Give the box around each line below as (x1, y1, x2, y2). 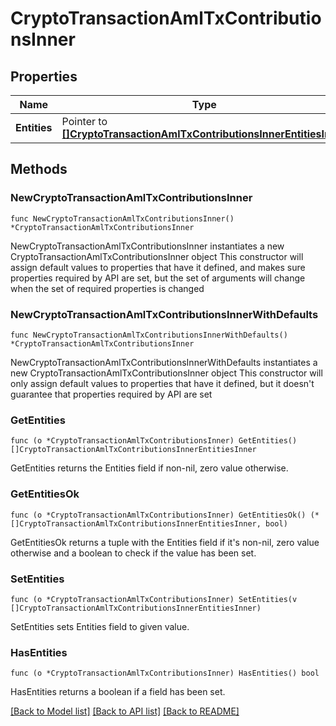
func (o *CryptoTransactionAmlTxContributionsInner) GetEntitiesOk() (10, 510, 307, 520)
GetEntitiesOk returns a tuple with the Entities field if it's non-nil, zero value (10, 536, 320, 548)
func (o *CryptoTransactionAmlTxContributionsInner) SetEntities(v (10, 594, 298, 604)
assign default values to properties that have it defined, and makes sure (10, 261, 306, 273)
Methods (10, 161, 68, 178)
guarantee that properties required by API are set (10, 388, 213, 400)
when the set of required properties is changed (10, 282, 205, 294)
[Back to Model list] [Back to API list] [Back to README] (10, 705, 240, 717)
